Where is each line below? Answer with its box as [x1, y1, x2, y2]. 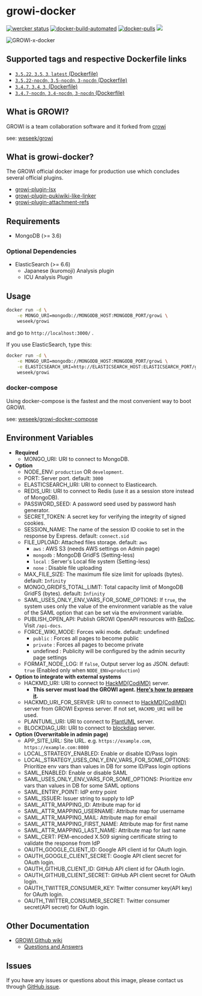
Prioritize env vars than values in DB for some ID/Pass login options [23, 762, 191, 769]
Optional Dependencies [6, 247, 77, 255]
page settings [32, 654, 67, 661]
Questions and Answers [23, 943, 84, 950]
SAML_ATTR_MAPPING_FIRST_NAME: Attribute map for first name [23, 820, 188, 827]
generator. [23, 506, 50, 513]
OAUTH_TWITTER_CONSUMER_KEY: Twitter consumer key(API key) [23, 884, 192, 891]
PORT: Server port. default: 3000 [23, 474, 103, 481]
